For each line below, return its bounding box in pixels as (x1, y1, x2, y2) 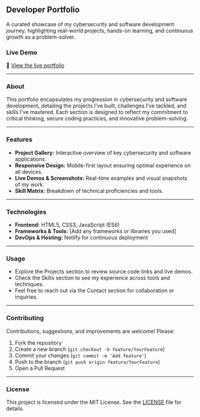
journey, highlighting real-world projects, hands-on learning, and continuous (6, 27, 193, 34)
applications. (14, 155, 46, 162)
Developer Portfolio (6, 5, 80, 15)
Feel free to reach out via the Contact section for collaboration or (14, 287, 174, 295)
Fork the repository (14, 339, 62, 346)
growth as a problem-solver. (6, 33, 76, 41)
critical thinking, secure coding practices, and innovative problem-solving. (6, 115, 189, 122)
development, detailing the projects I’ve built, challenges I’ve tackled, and (6, 102, 186, 109)
